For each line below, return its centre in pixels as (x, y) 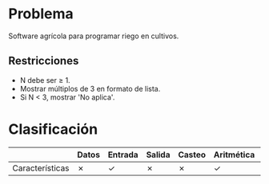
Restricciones (44, 61)
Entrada (123, 155)
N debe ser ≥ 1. (45, 80)
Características (41, 168)
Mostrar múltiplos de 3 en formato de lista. (90, 88)
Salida (158, 155)
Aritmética (234, 155)
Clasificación (53, 129)
